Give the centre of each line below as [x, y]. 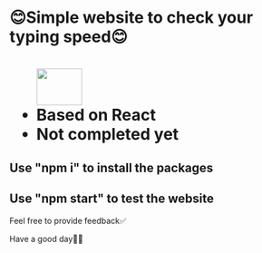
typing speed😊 [69, 37]
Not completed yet [107, 135]
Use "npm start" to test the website [112, 199]
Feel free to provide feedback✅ [68, 220]
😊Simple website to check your [131, 18]
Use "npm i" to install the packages [112, 167]
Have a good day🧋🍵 [46, 238]
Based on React [96, 115]
